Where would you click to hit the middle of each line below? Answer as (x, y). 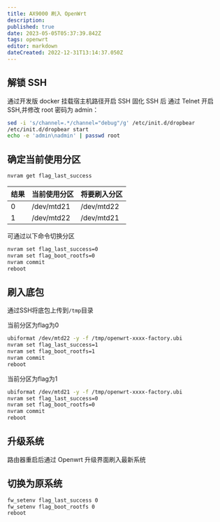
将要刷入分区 (102, 194)
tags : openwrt (28, 40)
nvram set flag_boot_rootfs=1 (51, 351)
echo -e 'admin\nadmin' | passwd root (64, 136)
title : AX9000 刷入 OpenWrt (47, 14)
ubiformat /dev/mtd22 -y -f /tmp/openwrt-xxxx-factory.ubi (95, 339)
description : (26, 20)
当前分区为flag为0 (33, 325)
